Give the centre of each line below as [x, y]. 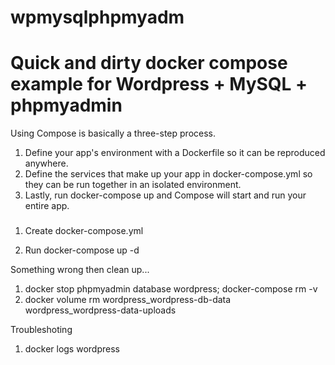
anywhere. [46, 163]
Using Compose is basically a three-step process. [113, 133]
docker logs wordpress [72, 349]
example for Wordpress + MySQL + [159, 84]
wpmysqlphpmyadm [97, 17]
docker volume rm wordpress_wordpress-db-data [128, 300]
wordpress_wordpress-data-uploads [100, 310]
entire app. [47, 206]
